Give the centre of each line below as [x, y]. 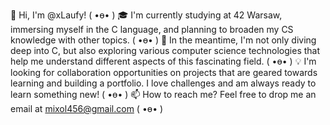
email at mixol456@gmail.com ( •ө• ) [87, 108]
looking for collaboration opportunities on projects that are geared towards [164, 72]
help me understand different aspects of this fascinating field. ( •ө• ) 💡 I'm [163, 61]
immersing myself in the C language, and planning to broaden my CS [152, 29]
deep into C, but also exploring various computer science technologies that [165, 50]
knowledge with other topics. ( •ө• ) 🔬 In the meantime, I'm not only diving [163, 40]
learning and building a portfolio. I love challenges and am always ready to [163, 83]
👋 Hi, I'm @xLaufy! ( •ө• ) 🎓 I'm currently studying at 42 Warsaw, [146, 15]
